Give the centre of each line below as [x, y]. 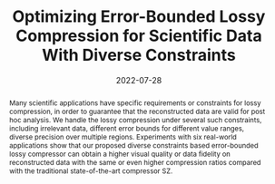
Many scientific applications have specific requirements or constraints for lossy [135, 103]
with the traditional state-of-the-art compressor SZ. [91, 171]
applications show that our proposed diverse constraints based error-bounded [133, 145]
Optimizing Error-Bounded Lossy [139, 17]
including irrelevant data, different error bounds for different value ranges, [127, 128]
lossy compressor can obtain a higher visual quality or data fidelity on [120, 154]
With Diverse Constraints [139, 55]
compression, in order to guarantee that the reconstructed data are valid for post [137, 111]
